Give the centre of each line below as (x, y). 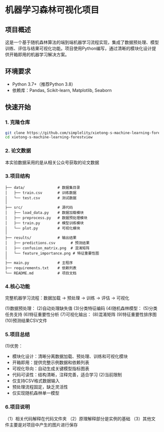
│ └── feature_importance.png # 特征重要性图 (52, 253)
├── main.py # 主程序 (39, 263)
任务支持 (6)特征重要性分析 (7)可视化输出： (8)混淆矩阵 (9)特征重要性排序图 (81, 315)
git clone (15, 133)
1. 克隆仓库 (18, 122)
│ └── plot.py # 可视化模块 (43, 228)
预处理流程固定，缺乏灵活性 (40, 387)
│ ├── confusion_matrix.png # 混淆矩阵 (47, 248)
